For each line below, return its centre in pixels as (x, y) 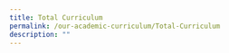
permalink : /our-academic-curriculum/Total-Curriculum (115, 26)
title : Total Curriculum (56, 18)
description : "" (40, 34)
